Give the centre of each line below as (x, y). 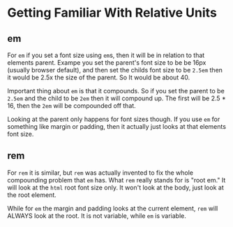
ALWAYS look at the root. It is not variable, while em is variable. (97, 216)
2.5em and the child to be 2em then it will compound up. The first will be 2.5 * (117, 98)
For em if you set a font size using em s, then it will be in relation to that (106, 55)
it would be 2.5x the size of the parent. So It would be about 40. (99, 77)
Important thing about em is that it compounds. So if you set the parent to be (116, 91)
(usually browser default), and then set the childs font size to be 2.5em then (115, 70)
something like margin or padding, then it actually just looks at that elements (117, 126)
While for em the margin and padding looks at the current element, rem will (113, 208)
